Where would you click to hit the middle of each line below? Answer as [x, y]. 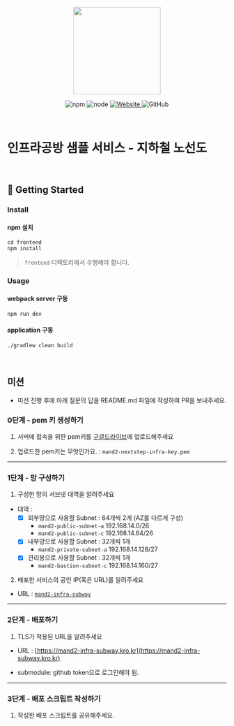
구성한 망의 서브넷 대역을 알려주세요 [66, 494]
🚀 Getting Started [46, 190]
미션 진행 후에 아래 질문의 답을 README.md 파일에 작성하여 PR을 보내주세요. [122, 400]
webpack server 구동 [38, 298]
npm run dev [24, 314]
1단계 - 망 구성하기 [36, 477]
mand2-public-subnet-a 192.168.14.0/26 [94, 526]
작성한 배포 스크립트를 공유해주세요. [66, 715]
